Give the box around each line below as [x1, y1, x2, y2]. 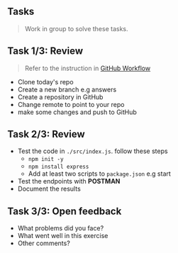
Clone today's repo [17, 77, 74, 86]
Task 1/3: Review [7, 45, 84, 57]
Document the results [17, 184, 82, 193]
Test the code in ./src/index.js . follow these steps [17, 147, 168, 155]
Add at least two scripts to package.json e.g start [28, 169, 172, 178]
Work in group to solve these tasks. [24, 24, 129, 33]
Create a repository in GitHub [17, 92, 104, 101]
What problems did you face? [17, 224, 104, 232]
